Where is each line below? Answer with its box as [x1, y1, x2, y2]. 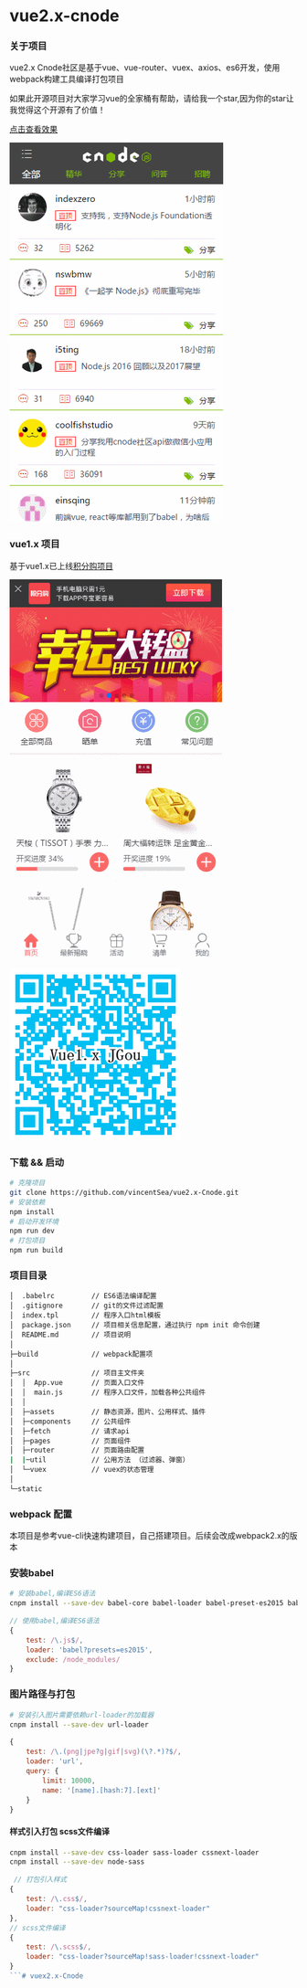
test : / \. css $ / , [26, 1895, 89, 1904]
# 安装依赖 [9, 1198, 46, 1207]
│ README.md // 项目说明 [9, 1330, 132, 1339]
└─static [9, 1484, 43, 1494]
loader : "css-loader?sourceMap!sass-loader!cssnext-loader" [26, 1952, 259, 1962]
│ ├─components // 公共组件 [9, 1417, 132, 1426]
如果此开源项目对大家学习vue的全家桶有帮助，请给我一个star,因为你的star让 [9, 93, 294, 104]
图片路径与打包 [9, 1687, 76, 1700]
